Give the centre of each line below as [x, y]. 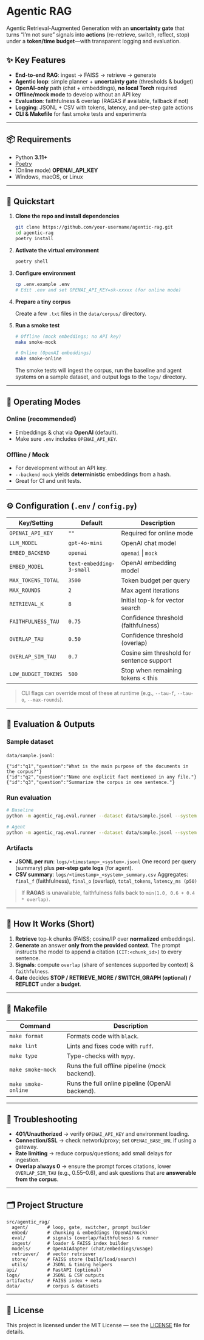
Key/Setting [36, 522]
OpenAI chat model [148, 543]
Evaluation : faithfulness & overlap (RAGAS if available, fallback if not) [102, 101]
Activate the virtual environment [57, 250]
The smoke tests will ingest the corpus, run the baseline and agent [98, 371]
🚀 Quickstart [30, 201]
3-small [79, 569]
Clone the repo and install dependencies [67, 216]
